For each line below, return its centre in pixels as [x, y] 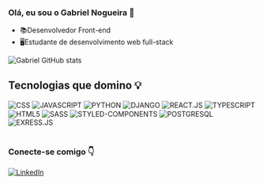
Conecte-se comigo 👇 [51, 152]
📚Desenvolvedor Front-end [65, 30]
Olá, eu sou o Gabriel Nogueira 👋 [71, 13]
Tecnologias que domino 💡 [75, 85]
